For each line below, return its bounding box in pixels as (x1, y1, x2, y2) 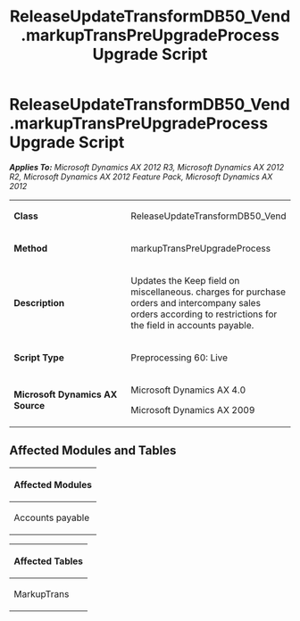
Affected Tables (13, 555, 83, 567)
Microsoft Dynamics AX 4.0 (130, 384, 246, 396)
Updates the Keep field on (130, 274, 240, 286)
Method (13, 242, 48, 254)
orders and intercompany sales (130, 296, 262, 309)
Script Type (13, 351, 64, 363)
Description (13, 296, 65, 309)
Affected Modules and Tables (9, 443, 177, 459)
